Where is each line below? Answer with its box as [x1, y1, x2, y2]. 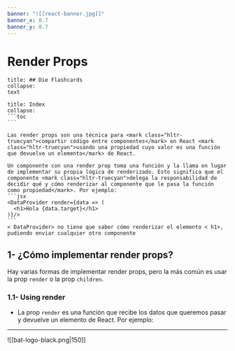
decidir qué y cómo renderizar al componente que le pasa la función [7, 181, 215, 188]
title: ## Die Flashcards [7, 76, 83, 84]
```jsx [7, 193, 27, 200]
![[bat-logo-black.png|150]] [7, 336, 86, 344]
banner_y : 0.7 [7, 23, 49, 30]
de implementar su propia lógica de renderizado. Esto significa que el [7, 169, 224, 176]
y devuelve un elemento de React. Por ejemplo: [17, 316, 154, 324]
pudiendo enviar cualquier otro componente [7, 230, 136, 237]
